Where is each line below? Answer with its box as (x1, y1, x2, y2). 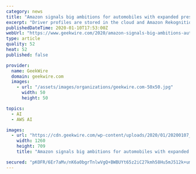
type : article (6, 36, 41, 41)
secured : (6, 159, 27, 165)
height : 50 (21, 95, 48, 101)
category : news (6, 8, 43, 15)
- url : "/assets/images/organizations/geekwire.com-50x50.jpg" (16, 84, 174, 91)
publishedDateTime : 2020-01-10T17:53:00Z (6, 25, 108, 31)
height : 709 (16, 144, 45, 149)
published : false (6, 52, 48, 58)
